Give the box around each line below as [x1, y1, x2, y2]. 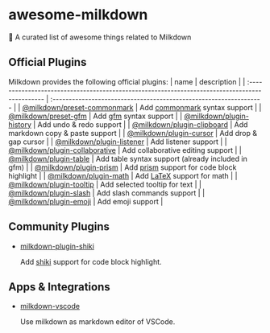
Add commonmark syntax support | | [139, 102, 262, 112]
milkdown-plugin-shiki [19, 241, 95, 251]
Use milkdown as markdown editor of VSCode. [19, 317, 176, 327]
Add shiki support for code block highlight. [19, 257, 163, 266]
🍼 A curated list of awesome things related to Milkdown [8, 32, 192, 42]
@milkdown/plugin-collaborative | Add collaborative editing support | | [8, 145, 242, 154]
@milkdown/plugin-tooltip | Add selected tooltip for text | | [8, 179, 201, 189]
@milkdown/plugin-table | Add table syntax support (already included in [8, 154, 247, 163]
